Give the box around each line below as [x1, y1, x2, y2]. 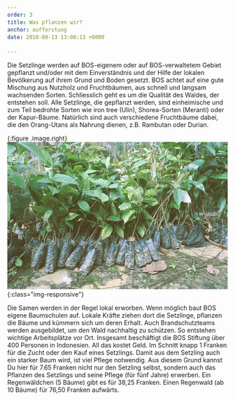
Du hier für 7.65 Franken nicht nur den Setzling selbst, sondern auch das [7, 363, 216, 372]
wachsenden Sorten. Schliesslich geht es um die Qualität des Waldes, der [7, 91, 220, 100]
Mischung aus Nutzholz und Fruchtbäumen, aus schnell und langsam [7, 83, 206, 92]
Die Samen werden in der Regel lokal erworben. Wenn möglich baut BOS [7, 304, 217, 312]
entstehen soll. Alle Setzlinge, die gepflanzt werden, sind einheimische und [7, 98, 224, 107]
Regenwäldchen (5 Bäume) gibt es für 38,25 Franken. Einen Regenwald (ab [7, 378, 225, 386]
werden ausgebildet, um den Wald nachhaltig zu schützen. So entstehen [7, 326, 216, 334]
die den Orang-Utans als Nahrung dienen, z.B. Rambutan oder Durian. [7, 121, 209, 129]
